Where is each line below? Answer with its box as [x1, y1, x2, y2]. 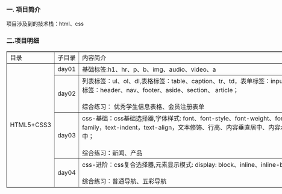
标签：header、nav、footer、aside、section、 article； [82, 86, 239, 94]
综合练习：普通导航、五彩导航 [82, 177, 167, 185]
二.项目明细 [6, 37, 40, 45]
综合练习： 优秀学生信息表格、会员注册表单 [82, 102, 205, 111]
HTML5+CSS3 [10, 120, 52, 129]
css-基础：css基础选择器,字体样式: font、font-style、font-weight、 [82, 114, 275, 122]
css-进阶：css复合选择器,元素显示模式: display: [82, 160, 217, 169]
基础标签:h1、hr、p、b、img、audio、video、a [82, 65, 216, 74]
